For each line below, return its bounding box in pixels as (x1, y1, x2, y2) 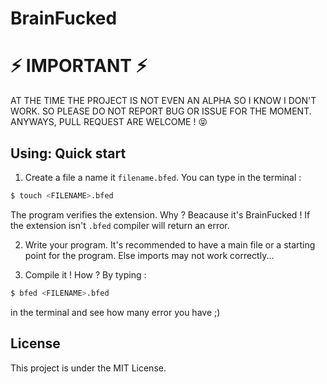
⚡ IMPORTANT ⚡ (10, 55, 148, 77)
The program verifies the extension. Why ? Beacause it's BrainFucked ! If (10, 208, 311, 221)
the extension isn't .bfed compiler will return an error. (10, 219, 230, 231)
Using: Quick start (10, 145, 127, 162)
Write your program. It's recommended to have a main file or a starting (24, 238, 316, 251)
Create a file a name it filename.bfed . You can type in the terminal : (24, 171, 302, 183)
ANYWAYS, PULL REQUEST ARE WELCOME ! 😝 (10, 116, 208, 128)
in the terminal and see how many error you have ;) (10, 306, 221, 318)
